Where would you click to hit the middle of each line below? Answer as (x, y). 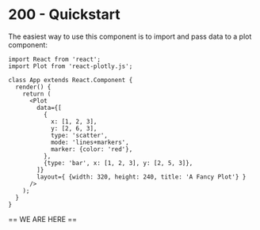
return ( (37, 94)
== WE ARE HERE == (43, 219)
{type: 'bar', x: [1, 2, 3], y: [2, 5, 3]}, (118, 163)
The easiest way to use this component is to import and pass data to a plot (130, 36)
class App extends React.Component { (71, 80)
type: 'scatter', (79, 135)
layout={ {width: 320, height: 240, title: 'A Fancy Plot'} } (141, 177)
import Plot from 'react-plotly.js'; (71, 66)
